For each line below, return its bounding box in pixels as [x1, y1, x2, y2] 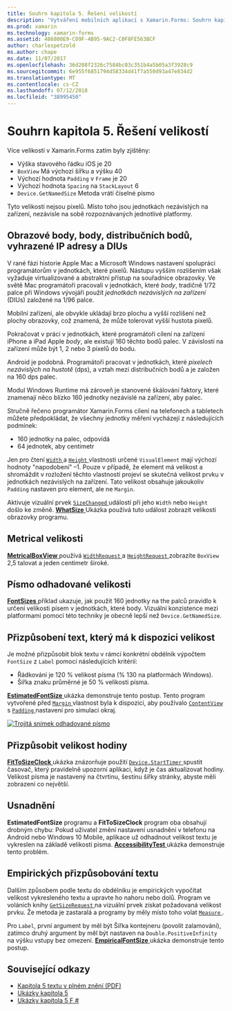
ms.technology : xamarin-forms [7, 29, 95, 37]
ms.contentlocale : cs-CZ [7, 81, 79, 88]
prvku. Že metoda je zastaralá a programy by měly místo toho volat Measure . [7, 908, 224, 916]
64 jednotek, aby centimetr [17, 442, 95, 450]
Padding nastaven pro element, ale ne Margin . [7, 484, 135, 493]
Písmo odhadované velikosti [7, 578, 131, 590]
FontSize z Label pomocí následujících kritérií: [7, 657, 138, 665]
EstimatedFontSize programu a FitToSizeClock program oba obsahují [7, 818, 207, 826]
